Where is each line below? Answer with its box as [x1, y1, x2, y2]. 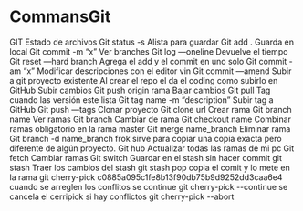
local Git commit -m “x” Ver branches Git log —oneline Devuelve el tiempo [9, 45, 288, 56]
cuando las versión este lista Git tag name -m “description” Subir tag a [9, 94, 274, 105]
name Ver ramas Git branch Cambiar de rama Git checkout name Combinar [9, 114, 292, 125]
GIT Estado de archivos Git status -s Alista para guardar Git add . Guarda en [9, 36, 295, 47]
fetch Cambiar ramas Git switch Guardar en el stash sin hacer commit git [9, 152, 283, 163]
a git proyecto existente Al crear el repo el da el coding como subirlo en [9, 75, 278, 85]
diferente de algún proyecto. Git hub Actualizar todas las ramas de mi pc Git [9, 143, 295, 154]
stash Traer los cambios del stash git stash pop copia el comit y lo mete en [9, 162, 290, 173]
